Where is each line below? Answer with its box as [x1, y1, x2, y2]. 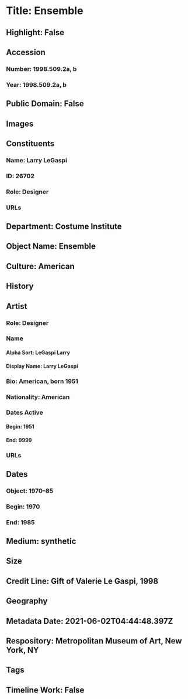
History [6, 281, 34, 291]
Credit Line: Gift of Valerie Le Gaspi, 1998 [6, 576, 159, 586]
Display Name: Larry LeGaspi [6, 362, 78, 369]
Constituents [6, 138, 55, 148]
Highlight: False [6, 28, 65, 38]
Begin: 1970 [6, 503, 40, 511]
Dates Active [6, 409, 44, 417]
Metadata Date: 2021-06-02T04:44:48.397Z [6, 616, 173, 626]
